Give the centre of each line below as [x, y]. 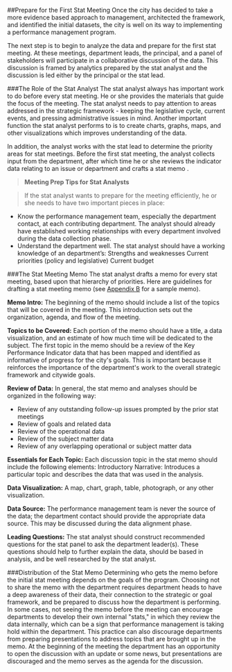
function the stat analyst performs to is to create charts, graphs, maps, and [114, 125]
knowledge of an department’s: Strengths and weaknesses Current [113, 253]
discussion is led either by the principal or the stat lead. [86, 75]
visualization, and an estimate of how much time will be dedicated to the [110, 338]
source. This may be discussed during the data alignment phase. [100, 523]
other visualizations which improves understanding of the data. [97, 133]
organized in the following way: [52, 396]
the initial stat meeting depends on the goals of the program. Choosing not [114, 580]
